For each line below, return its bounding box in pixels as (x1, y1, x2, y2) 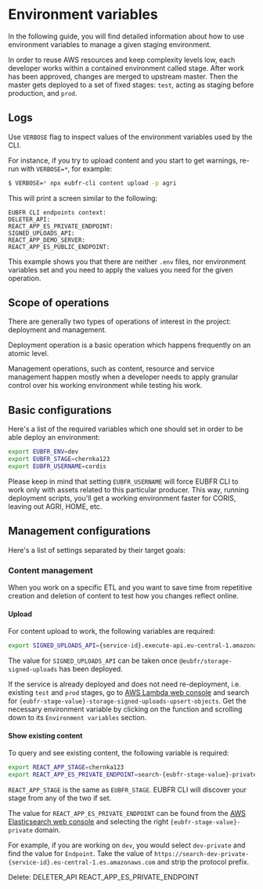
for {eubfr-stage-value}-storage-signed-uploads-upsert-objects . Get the (8, 697, 247, 706)
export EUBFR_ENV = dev (8, 448, 79, 456)
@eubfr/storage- (178, 657, 232, 665)
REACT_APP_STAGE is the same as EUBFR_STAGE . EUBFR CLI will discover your (8, 785, 247, 795)
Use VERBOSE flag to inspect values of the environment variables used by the (8, 132, 253, 141)
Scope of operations (8, 296, 110, 309)
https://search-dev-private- (153, 851, 249, 858)
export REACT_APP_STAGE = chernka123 (8, 763, 124, 771)
